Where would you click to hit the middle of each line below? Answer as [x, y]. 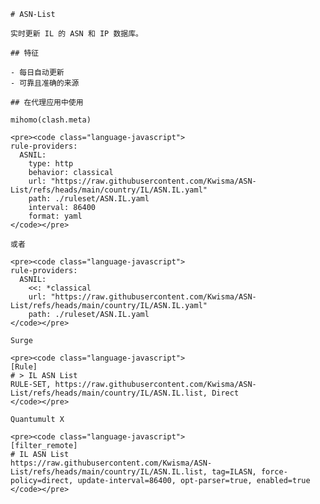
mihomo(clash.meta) [51, 120]
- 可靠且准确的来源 [45, 83]
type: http [51, 164]
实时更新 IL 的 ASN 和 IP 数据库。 [76, 34]
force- [274, 472]
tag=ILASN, [234, 472]
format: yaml [55, 216]
